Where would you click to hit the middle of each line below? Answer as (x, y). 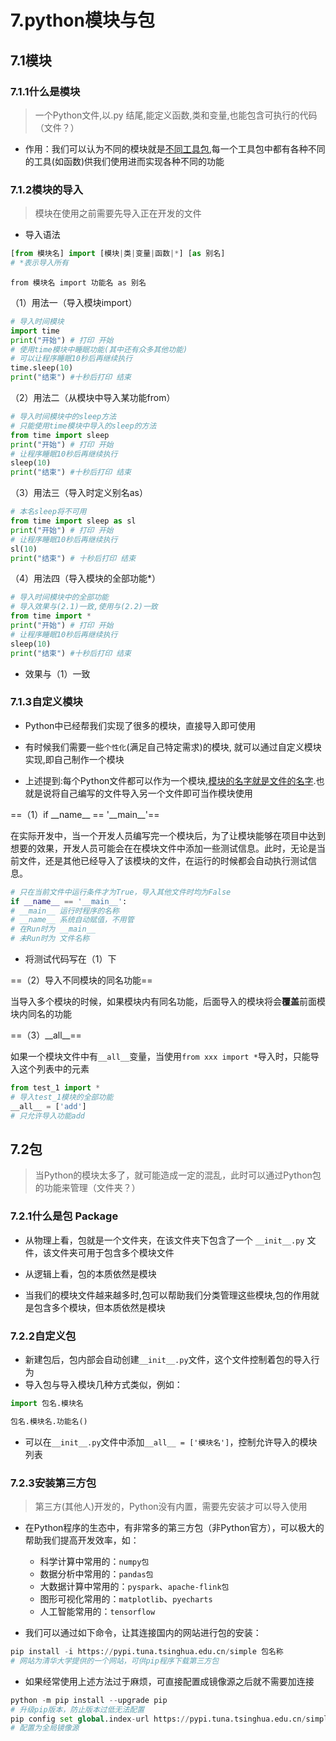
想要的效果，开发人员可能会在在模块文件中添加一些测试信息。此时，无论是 (163, 848)
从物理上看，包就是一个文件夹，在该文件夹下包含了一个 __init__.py (164, 1240)
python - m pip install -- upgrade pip (89, 1700)
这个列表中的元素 (54, 1069)
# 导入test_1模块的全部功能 (62, 1097)
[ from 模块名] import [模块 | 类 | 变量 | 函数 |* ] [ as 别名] (118, 254)
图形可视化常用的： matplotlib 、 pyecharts (126, 1599)
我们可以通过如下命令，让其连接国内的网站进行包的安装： (143, 1633)
